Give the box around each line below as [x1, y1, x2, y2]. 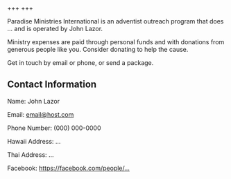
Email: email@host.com [7, 110, 74, 118]
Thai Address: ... [7, 150, 54, 159]
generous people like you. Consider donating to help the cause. [7, 46, 189, 53]
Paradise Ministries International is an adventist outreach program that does [7, 17, 224, 25]
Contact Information [7, 79, 97, 91]
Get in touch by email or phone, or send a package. [7, 59, 154, 66]
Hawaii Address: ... [7, 137, 61, 145]
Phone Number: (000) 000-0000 [7, 124, 101, 132]
